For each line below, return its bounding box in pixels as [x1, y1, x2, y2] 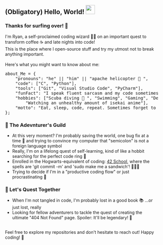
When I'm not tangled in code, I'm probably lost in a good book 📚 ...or [12, 197, 153, 203]
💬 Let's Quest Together [5, 186, 61, 192]
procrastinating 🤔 [12, 174, 47, 180]
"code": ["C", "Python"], [15, 81, 77, 86]
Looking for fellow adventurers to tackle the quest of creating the [12, 210, 143, 215]
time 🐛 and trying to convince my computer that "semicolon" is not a [12, 138, 149, 143]
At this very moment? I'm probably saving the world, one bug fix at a [12, 132, 149, 139]
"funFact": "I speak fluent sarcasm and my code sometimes [15, 90, 159, 96]
